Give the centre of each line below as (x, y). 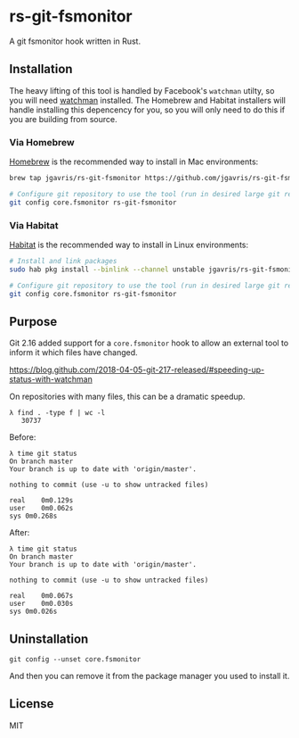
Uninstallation (49, 638)
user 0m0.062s (41, 509)
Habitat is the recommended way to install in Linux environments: (129, 245)
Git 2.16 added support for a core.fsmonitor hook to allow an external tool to (149, 343)
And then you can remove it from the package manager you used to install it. (149, 676)
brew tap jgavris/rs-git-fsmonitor (75, 178)
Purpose (33, 322)
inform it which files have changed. (73, 352)
